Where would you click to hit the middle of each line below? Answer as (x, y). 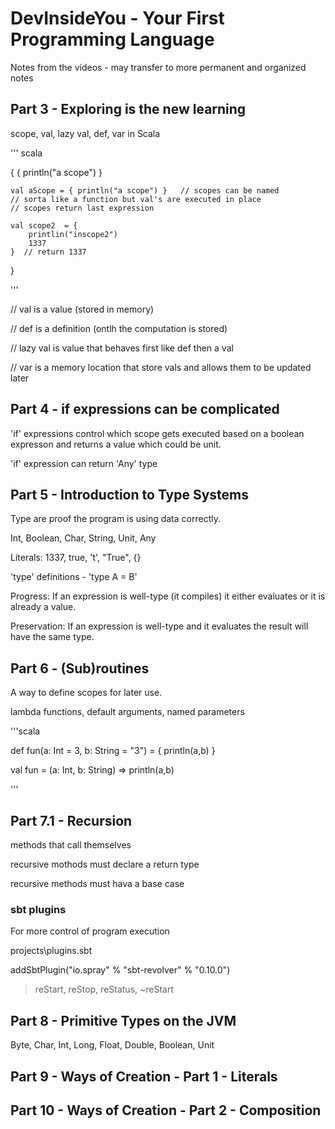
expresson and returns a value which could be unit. (116, 444)
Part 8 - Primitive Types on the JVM (123, 1020)
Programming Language (112, 39)
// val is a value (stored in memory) (82, 309)
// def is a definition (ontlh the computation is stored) (119, 328)
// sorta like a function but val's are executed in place (136, 199)
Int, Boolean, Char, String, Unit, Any (83, 538)
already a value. (43, 607)
